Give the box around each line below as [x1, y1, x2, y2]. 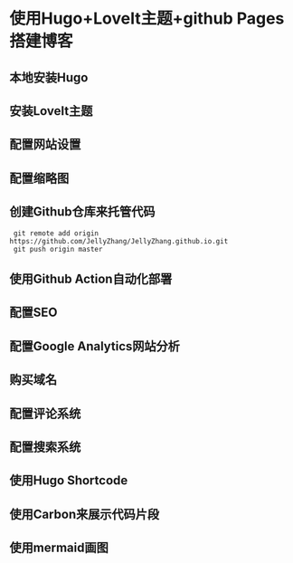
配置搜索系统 [9, 439, 81, 454]
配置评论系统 [9, 406, 81, 421]
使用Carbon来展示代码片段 [9, 506, 160, 521]
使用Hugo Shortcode [9, 472, 128, 489]
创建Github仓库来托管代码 [9, 205, 156, 220]
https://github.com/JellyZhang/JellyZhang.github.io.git [9, 236, 229, 245]
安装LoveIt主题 [9, 103, 93, 119]
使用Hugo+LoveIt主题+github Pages [9, 8, 285, 29]
